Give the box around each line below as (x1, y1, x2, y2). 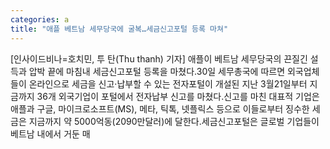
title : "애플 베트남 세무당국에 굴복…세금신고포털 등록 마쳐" (10, 24, 229, 34)
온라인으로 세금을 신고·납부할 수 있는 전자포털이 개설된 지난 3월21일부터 (28, 77, 308, 90)
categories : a (10, 14, 70, 25)
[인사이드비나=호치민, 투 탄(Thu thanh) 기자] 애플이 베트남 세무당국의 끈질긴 (10, 52, 308, 65)
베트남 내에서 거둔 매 (10, 127, 91, 140)
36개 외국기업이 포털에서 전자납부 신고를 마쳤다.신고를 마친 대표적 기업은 (36, 90, 320, 102)
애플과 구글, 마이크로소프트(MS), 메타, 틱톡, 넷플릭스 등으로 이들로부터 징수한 (10, 102, 310, 115)
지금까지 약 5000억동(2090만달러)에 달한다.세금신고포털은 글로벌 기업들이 (28, 115, 320, 127)
